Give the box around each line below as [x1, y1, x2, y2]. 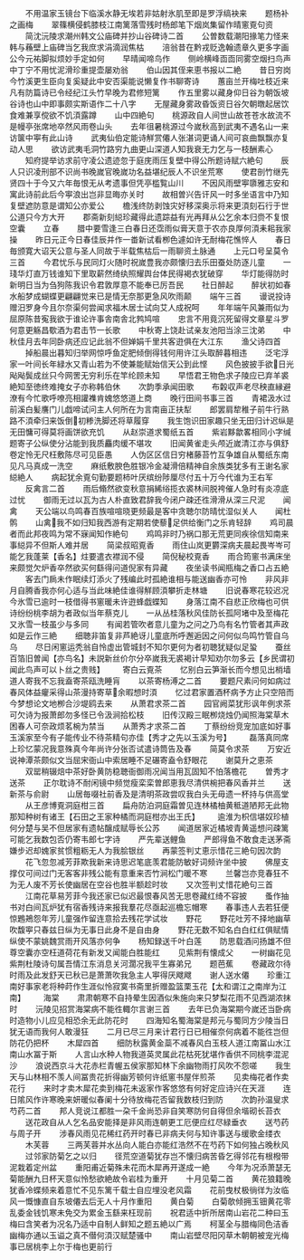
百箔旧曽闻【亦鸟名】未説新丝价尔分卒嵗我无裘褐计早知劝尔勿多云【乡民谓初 [9, 653, 295, 663]
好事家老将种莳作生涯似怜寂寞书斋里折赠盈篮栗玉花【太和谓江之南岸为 [16, 981, 279, 991]
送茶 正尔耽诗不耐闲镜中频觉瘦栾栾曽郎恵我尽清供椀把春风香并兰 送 [9, 778, 291, 787]
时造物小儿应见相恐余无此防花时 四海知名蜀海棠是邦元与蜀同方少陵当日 [9, 1015, 290, 1026]
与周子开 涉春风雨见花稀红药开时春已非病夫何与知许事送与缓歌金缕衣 [9, 1128, 281, 1139]
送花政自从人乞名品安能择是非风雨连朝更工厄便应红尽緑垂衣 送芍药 [24, 1117, 290, 1127]
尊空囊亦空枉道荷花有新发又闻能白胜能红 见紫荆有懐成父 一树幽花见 [9, 947, 291, 958]
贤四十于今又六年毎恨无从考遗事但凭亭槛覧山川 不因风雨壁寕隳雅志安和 [9, 177, 290, 188]
